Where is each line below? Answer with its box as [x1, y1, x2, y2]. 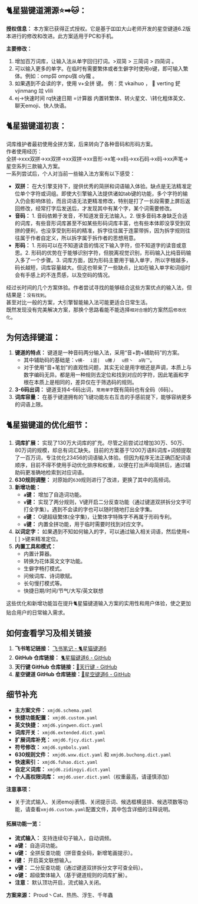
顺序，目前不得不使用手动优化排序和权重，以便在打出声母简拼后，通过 [14, 461, 186, 469]
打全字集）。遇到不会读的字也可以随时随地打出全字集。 [23, 506, 156, 513]
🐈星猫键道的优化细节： [6, 419, 90, 430]
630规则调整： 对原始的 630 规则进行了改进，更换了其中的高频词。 [14, 476, 174, 483]
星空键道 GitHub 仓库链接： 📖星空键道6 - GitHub [14, 671, 131, 678]
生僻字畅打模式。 [23, 565, 65, 572]
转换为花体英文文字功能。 [23, 558, 86, 565]
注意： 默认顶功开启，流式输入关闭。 [14, 879, 104, 886]
